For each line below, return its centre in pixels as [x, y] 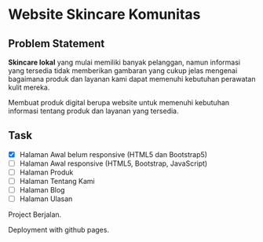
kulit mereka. [29, 87]
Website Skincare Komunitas [104, 15]
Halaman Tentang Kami [57, 181]
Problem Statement [57, 44]
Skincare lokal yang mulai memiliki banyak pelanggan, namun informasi [124, 62]
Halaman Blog [42, 190]
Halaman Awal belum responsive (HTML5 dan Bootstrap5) [113, 154]
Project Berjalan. [35, 214]
